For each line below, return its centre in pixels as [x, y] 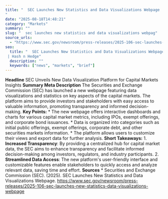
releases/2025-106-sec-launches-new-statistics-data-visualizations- [77, 186]
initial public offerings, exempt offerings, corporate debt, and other [74, 127]
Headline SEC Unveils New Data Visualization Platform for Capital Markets [82, 80]
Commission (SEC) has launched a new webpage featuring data [71, 90]
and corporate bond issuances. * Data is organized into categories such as [82, 122]
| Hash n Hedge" [24, 56]
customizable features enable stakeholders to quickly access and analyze [81, 165]
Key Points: [35, 112]
